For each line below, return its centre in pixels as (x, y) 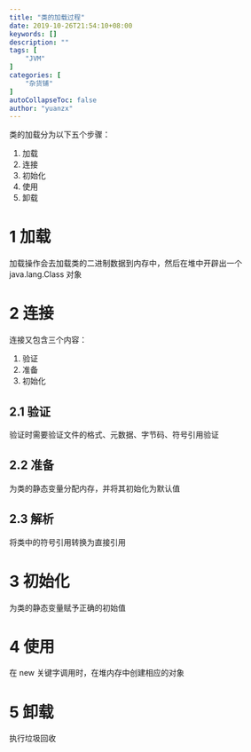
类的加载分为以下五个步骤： (60, 135)
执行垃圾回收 (32, 739)
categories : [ (35, 75)
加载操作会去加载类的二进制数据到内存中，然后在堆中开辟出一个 (125, 264)
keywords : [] (33, 34)
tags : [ (24, 51)
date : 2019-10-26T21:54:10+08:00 (71, 26)
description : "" (39, 42)
